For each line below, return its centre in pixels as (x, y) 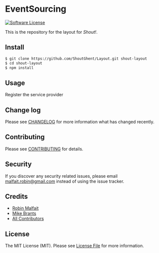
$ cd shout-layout (24, 63)
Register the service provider (34, 95)
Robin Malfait (25, 208)
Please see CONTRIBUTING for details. (44, 149)
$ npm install (20, 68)
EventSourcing (36, 9)
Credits (17, 197)
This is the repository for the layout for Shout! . (51, 32)
